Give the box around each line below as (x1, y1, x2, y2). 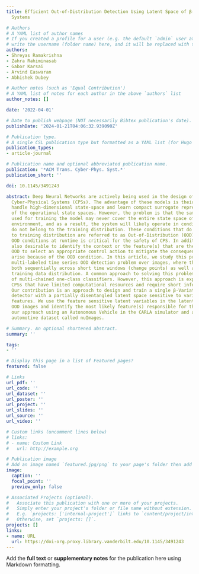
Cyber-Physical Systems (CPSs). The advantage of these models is (11, 199, 179, 205)
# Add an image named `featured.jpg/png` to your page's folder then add (6, 462, 192, 468)
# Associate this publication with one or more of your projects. (6, 500, 179, 506)
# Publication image (6, 456, 57, 463)
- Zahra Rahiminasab (6, 58, 57, 64)
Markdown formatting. (6, 561, 60, 568)
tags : (6, 342, 20, 347)
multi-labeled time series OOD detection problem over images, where (11, 260, 187, 266)
